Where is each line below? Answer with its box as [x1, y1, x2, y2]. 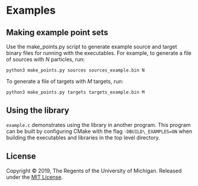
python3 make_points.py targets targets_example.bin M [6, 89, 145, 95]
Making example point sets [6, 27, 109, 38]
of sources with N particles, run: [6, 56, 85, 63]
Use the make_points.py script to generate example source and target [6, 43, 177, 50]
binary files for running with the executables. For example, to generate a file [6, 49, 192, 57]
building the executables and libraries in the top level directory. [6, 134, 161, 141]
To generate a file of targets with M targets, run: [6, 78, 124, 85]
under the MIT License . [6, 173, 64, 181]
